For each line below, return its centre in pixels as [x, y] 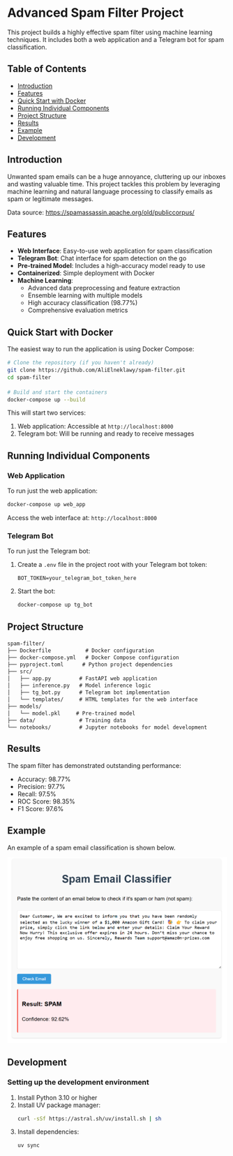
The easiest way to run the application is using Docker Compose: [101, 349]
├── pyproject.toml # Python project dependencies [90, 665]
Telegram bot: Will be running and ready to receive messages [106, 433]
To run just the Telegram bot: [49, 551]
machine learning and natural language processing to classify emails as [110, 191]
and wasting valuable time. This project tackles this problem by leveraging [114, 184]
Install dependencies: [48, 1132]
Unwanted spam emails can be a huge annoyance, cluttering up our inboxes [116, 177]
